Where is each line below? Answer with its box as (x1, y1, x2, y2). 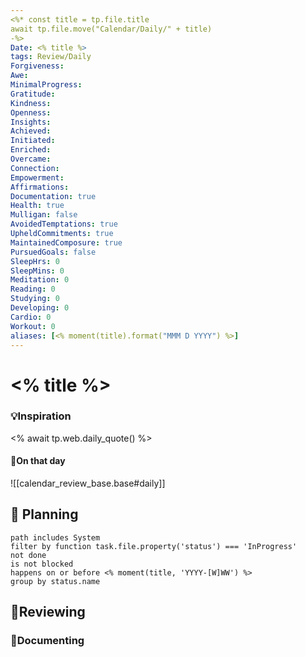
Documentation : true (10, 191, 97, 201)
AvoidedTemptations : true (10, 219, 118, 230)
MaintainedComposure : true (10, 237, 123, 248)
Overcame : (10, 154, 52, 164)
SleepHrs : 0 (10, 256, 60, 266)
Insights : (10, 117, 52, 127)
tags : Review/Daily (10, 52, 92, 62)
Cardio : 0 (10, 312, 52, 322)
